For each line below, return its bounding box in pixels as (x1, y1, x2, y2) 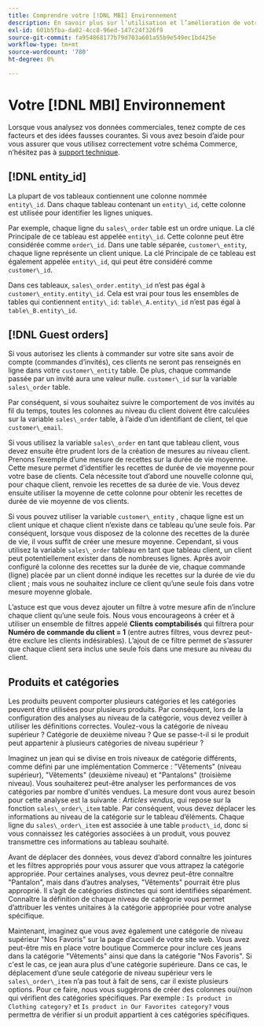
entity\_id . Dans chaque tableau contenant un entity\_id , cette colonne (8, 199, 246, 209)
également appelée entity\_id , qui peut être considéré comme (8, 257, 213, 266)
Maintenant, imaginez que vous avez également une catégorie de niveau (8, 926, 244, 936)
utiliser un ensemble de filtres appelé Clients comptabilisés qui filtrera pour (8, 619, 255, 628)
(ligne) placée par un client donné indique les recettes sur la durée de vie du (8, 570, 255, 580)
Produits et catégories (8, 675, 119, 689)
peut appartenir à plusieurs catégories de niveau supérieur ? (8, 738, 204, 748)
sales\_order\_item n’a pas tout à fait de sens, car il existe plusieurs (8, 977, 229, 986)
